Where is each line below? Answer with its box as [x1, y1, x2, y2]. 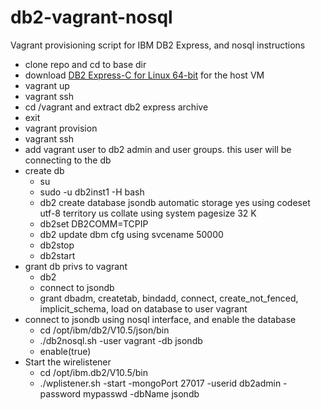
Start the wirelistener [24, 356, 112, 368]
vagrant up [24, 79, 70, 91]
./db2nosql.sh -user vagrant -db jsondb [39, 334, 203, 346]
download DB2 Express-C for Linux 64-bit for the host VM [24, 69, 265, 81]
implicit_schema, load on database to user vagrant [39, 302, 248, 315]
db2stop [39, 239, 75, 251]
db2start [39, 249, 76, 261]
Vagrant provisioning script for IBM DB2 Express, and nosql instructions [10, 39, 306, 51]
